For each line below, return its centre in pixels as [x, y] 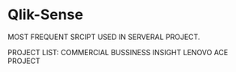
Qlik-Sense [46, 15]
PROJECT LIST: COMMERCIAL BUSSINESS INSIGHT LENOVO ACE [118, 52]
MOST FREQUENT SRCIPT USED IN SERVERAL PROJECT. [104, 37]
